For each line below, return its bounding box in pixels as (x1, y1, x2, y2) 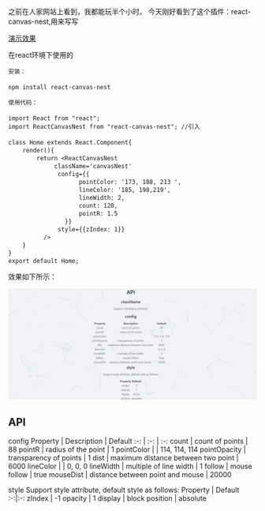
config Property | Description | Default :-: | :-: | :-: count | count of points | (8, 437, 248, 446)
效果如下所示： (8, 272, 57, 281)
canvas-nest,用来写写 (8, 17, 79, 26)
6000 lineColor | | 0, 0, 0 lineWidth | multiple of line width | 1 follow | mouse (8, 461, 252, 472)
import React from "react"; (8, 115, 101, 122)
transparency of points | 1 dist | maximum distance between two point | (8, 453, 239, 463)
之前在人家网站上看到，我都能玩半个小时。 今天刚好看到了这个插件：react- (8, 7, 251, 16)
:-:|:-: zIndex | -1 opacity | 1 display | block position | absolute (8, 494, 207, 503)
